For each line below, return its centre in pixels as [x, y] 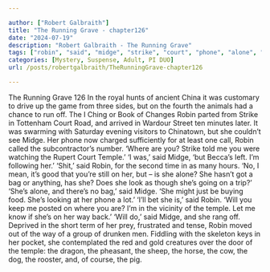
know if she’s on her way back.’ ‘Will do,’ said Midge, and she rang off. [125, 217]
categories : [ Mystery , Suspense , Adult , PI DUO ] [91, 60]
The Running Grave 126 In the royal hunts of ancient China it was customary [134, 97]
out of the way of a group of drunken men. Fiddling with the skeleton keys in [135, 233]
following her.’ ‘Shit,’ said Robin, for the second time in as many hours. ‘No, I [134, 165]
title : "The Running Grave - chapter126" [79, 30]
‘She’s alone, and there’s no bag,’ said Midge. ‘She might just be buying [126, 191]
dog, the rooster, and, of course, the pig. [75, 259]
